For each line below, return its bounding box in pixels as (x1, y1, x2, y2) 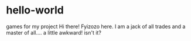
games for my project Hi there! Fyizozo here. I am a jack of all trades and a (6, 23, 186, 30)
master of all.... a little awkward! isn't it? (6, 29, 101, 36)
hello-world (6, 4, 64, 17)
